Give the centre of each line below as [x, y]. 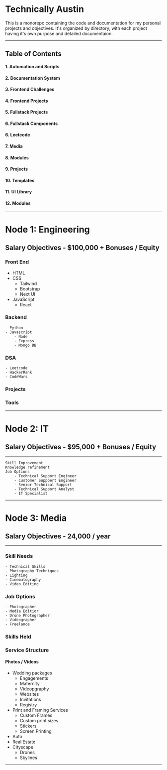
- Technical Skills [25, 566]
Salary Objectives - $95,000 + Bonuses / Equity [81, 447]
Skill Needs [19, 556]
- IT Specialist [31, 494]
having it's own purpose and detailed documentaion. [59, 33]
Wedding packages [32, 673]
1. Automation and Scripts [32, 66]
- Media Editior [22, 611]
